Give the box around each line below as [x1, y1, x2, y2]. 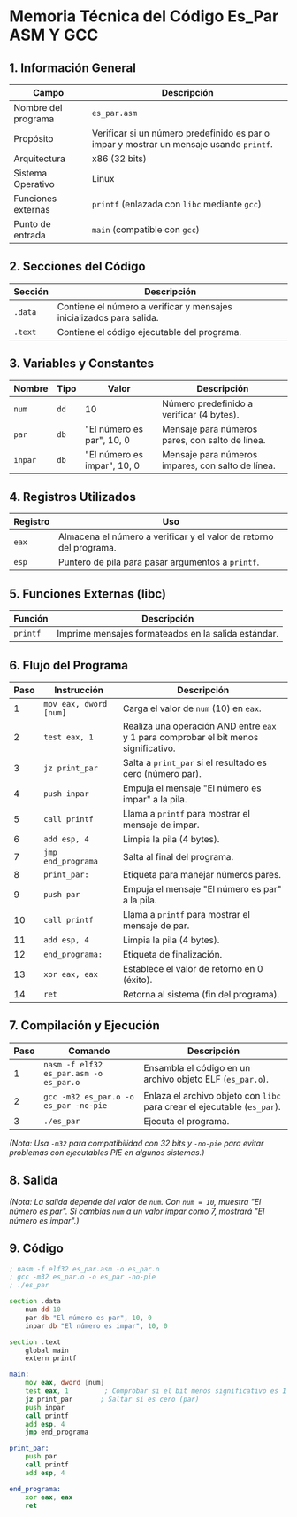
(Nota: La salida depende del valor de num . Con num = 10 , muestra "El [9, 1196, 262, 1207]
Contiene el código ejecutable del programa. [57, 325, 242, 338]
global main [25, 1346, 69, 1355]
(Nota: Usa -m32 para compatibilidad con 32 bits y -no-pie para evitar [9, 1138, 264, 1148]
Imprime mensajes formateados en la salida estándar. [57, 628, 279, 640]
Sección [13, 285, 49, 298]
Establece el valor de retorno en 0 [122, 963, 263, 975]
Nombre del [13, 102, 63, 113]
